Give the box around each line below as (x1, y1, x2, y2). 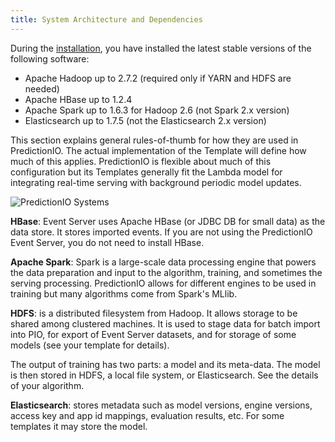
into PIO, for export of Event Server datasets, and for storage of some (10, 328, 297, 340)
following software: (10, 52, 90, 65)
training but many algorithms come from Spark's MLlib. (10, 287, 238, 300)
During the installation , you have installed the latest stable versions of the (10, 42, 312, 54)
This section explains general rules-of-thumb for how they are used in (10, 134, 299, 146)
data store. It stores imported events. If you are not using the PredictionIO (10, 226, 313, 238)
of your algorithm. (10, 379, 85, 391)
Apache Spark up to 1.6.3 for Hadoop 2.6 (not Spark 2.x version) (24, 104, 290, 116)
